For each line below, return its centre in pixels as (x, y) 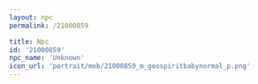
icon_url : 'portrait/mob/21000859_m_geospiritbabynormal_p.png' (130, 66)
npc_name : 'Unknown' (47, 58)
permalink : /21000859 (49, 26)
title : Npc (29, 42)
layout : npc (31, 17)
